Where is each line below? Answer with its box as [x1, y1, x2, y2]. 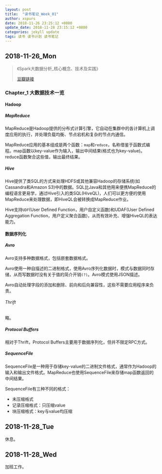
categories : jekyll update [5, 30, 59, 34]
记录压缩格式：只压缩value [12, 402, 66, 408]
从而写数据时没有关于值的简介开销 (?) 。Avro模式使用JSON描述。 [13, 271, 143, 277]
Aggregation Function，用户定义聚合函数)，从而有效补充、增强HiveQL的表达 [5, 213, 158, 219]
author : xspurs [5, 16, 36, 21]
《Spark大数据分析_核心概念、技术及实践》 [16, 65, 101, 71]
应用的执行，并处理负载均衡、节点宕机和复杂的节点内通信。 [9, 131, 128, 137]
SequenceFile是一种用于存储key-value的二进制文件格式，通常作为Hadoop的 [5, 363, 157, 369]
